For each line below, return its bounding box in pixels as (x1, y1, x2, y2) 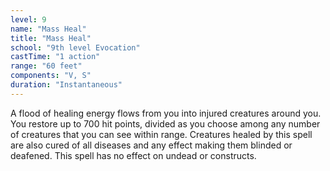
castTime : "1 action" (10, 52, 101, 62)
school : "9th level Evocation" (10, 42, 141, 53)
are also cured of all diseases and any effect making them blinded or (10, 139, 293, 151)
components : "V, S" (10, 71, 92, 81)
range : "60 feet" (10, 61, 83, 71)
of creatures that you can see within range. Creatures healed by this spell (10, 128, 313, 140)
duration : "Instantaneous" (10, 80, 123, 90)
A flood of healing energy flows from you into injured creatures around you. (10, 107, 322, 119)
